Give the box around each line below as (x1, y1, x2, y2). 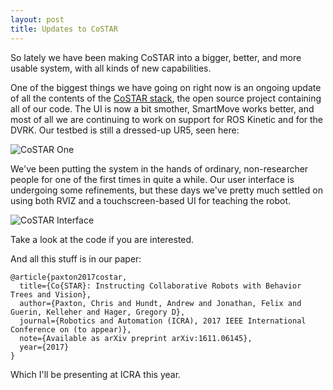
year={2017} (19, 342, 70, 352)
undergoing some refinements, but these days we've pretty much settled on (10, 184, 323, 196)
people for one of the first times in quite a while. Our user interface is (10, 173, 295, 185)
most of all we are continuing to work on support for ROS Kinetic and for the (10, 113, 324, 125)
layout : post (10, 14, 65, 25)
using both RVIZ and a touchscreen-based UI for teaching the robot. (10, 194, 292, 206)
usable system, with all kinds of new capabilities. (10, 62, 212, 74)
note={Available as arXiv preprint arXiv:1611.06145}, (19, 333, 253, 343)
